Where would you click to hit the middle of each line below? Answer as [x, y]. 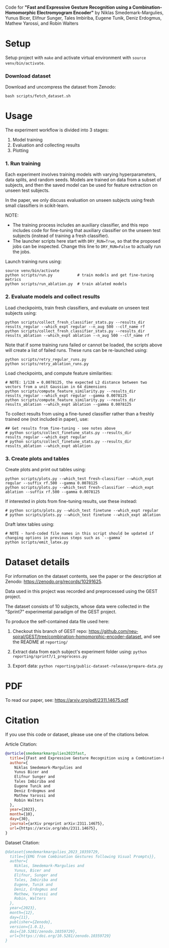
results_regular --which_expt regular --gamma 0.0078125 [66, 395]
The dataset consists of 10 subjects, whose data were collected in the [77, 606]
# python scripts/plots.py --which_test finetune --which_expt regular [82, 511]
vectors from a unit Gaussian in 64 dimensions [56, 387]
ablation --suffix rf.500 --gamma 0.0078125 [53, 492]
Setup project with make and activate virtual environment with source [76, 57]
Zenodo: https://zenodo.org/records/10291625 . [54, 581]
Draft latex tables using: [30, 524]
